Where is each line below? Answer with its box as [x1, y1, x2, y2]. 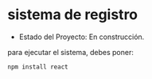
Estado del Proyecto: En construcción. [18, 32, 145, 41]
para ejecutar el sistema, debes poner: [7, 47, 134, 57]
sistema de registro [7, 6, 138, 24]
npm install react [7, 62, 68, 71]
